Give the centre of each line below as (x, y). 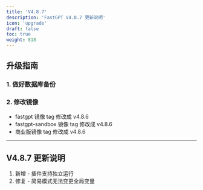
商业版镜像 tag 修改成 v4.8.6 (50, 131)
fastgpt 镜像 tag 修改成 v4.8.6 (52, 116)
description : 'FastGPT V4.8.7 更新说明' (56, 17)
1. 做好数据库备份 (31, 84)
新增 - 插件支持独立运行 (44, 174)
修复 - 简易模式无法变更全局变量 (55, 181)
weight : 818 (21, 40)
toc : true (19, 34)
